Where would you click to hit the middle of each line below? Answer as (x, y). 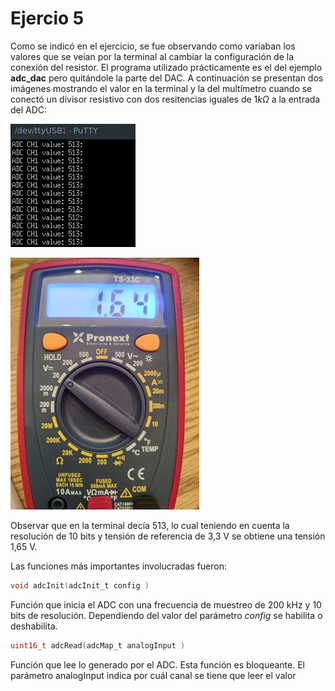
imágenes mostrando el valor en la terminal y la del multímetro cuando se (161, 88)
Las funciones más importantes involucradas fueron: (119, 566)
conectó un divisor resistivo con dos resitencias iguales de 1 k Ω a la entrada (165, 99)
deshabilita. (34, 626)
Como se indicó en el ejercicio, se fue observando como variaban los (153, 46)
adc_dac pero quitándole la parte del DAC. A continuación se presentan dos (167, 78)
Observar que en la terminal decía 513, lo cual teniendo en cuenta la (150, 525)
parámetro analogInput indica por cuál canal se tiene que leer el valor (153, 675)
